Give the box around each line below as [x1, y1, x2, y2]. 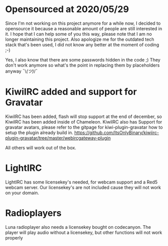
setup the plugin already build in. [5, 130, 74, 136]
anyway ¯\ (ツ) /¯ [5, 68, 38, 74]
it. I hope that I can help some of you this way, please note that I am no [5, 31, 152, 37]
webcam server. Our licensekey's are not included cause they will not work [5, 184, 161, 190]
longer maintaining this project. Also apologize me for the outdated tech [5, 36, 155, 42]
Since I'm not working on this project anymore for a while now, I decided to [5, 20, 161, 26]
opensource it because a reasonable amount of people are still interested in [5, 25, 162, 31]
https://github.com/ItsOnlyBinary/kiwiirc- [74, 130, 159, 136]
